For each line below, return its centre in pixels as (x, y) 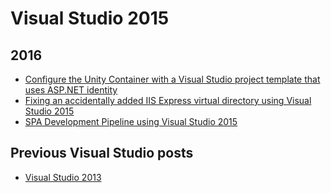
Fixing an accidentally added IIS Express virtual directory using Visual (168, 100)
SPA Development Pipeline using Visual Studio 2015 (131, 121)
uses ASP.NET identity (71, 90)
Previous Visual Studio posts (102, 153)
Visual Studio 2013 (63, 177)
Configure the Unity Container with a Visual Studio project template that (172, 79)
